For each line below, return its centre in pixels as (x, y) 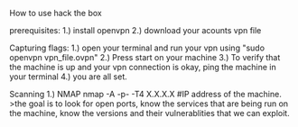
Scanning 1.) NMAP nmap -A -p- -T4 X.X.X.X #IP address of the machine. (145, 94)
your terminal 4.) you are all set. (69, 77)
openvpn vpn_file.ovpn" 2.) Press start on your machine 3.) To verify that (145, 57)
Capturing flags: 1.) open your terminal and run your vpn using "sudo (137, 48)
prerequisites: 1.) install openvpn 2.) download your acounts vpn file (135, 30)
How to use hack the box (56, 13)
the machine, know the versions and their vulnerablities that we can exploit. (150, 113)
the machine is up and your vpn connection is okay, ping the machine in (143, 67)
